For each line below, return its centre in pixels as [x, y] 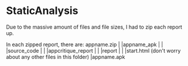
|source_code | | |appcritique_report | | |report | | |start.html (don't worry [93, 50]
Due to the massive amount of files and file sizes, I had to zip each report [94, 27]
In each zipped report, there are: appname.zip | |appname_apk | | [85, 44]
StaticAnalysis [42, 11]
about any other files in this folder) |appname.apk [66, 57]
